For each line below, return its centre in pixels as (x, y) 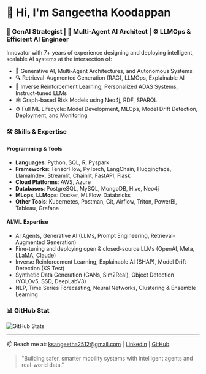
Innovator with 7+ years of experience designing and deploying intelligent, (100, 53)
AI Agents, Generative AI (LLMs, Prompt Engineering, (82, 235)
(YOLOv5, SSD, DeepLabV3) (51, 281)
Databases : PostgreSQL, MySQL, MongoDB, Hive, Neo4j (87, 188)
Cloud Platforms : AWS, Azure (53, 182)
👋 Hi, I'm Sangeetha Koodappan (89, 13)
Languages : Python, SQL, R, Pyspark (62, 162)
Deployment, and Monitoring (51, 115)
